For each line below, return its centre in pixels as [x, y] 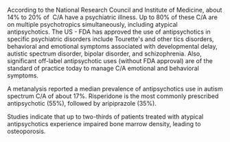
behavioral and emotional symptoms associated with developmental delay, [112, 46]
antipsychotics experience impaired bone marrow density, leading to [104, 124]
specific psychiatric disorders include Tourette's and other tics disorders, [111, 39]
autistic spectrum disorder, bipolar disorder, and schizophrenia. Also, [105, 54]
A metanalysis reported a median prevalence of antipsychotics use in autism [115, 89]
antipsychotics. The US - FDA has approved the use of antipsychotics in [109, 32]
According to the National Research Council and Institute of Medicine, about [115, 10]
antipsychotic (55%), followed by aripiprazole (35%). [82, 103]
